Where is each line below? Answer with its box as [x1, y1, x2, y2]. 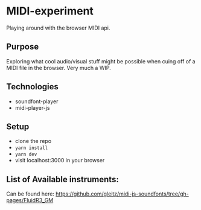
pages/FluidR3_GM [6, 197, 54, 204]
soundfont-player [14, 98, 59, 105]
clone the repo [14, 138, 52, 145]
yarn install [14, 145, 48, 151]
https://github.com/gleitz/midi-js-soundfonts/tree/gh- [55, 190, 189, 197]
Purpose [6, 42, 39, 52]
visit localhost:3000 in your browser [14, 157, 105, 164]
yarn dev [14, 151, 37, 157]
